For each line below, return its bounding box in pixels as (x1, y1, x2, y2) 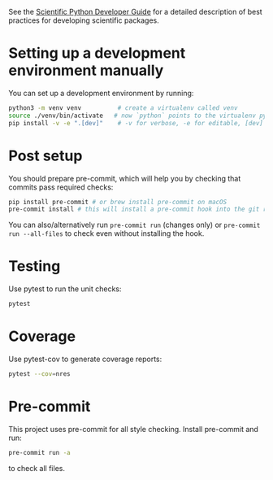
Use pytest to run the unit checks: (8, 284, 122, 294)
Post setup (8, 146, 83, 165)
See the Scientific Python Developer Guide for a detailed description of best (8, 7, 262, 16)
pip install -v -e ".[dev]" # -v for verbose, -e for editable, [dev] (8, 119, 264, 127)
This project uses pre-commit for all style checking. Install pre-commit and (8, 424, 258, 434)
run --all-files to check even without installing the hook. (8, 229, 205, 238)
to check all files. (8, 463, 65, 473)
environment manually (8, 61, 164, 80)
